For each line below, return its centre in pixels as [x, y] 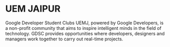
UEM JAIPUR [33, 9]
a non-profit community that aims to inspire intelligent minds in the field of [83, 28]
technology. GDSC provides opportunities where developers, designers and [85, 33]
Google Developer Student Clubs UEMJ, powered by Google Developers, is [84, 23]
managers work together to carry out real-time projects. [64, 39]
